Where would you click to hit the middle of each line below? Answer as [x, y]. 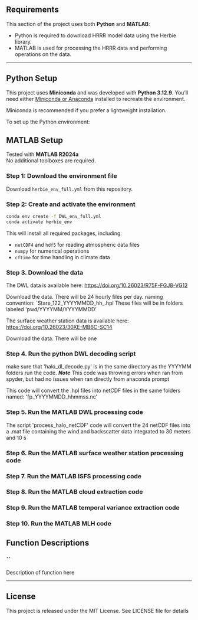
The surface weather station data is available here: [67, 321]
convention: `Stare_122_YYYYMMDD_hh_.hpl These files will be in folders [95, 303]
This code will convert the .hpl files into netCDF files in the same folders [93, 391]
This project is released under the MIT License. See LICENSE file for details [98, 611]
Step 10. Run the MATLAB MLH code [59, 524]
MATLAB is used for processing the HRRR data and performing [91, 48]
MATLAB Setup [35, 140]
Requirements [32, 10]
